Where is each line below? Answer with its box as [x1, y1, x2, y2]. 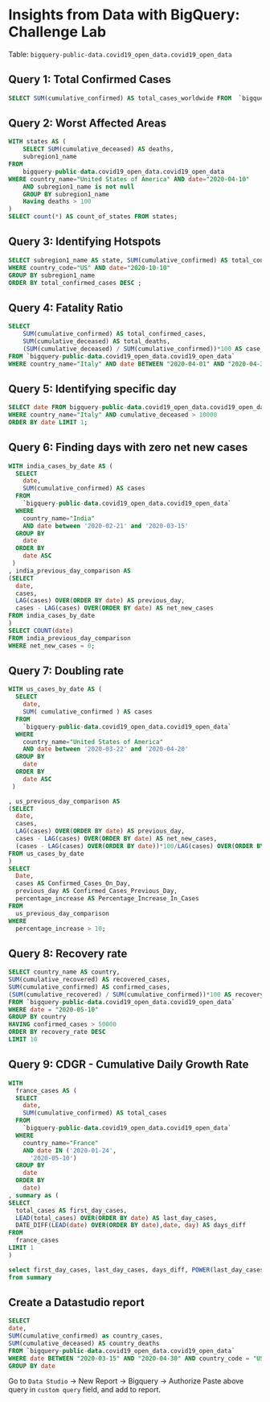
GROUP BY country [8, 1013, 67, 1021]
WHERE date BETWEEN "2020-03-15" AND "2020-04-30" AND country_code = [8, 1354, 250, 1363]
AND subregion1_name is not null [22, 183, 135, 191]
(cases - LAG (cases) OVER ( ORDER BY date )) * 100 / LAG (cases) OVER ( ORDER [15, 842, 253, 850]
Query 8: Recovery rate [8, 946, 128, 960]
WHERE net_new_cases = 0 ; [8, 642, 95, 650]
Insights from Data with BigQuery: [8, 6, 240, 24]
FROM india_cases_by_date [8, 612, 95, 620]
